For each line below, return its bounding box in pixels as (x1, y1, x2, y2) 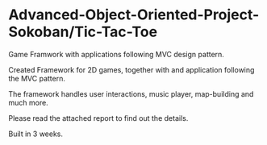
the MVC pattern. (8, 73, 66, 83)
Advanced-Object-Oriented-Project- (8, 6, 260, 24)
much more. (8, 97, 48, 107)
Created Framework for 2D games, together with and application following (8, 64, 255, 74)
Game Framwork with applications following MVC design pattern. (8, 49, 224, 59)
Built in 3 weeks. (8, 129, 63, 139)
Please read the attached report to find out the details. (8, 113, 189, 122)
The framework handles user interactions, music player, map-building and (8, 89, 254, 98)
